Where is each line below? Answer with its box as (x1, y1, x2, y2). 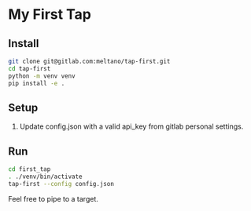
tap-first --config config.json (8, 180, 114, 187)
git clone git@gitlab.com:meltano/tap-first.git (8, 57, 171, 65)
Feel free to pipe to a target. (8, 194, 98, 203)
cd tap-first (8, 64, 51, 72)
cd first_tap (8, 166, 51, 173)
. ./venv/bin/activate (8, 173, 83, 180)
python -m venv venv (8, 72, 76, 80)
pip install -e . (8, 79, 65, 87)
